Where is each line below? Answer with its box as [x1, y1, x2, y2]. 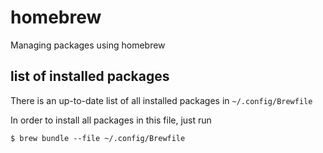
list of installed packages [10, 68, 170, 85]
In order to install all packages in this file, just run [10, 114, 212, 126]
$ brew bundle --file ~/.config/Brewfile [10, 133, 186, 143]
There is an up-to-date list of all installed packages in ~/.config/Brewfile [10, 94, 313, 106]
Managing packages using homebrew [10, 39, 166, 51]
